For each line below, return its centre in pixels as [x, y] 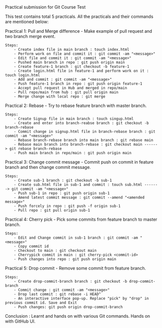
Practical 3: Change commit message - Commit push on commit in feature [79, 162]
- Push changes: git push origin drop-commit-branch [68, 307]
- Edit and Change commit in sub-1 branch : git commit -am [76, 238]
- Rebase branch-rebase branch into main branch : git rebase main [83, 140]
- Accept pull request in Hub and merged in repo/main [71, 88]
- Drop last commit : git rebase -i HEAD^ [57, 294]
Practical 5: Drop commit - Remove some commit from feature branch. [75, 268]
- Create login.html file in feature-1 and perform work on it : [81, 71]
